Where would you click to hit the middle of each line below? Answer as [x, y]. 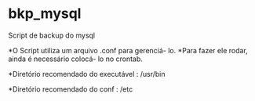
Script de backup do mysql [52, 35]
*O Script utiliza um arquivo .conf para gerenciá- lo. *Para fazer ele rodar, [128, 50]
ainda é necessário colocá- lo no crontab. [76, 59]
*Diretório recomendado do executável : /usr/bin [87, 74]
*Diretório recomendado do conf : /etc [71, 89]
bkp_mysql [45, 14]
